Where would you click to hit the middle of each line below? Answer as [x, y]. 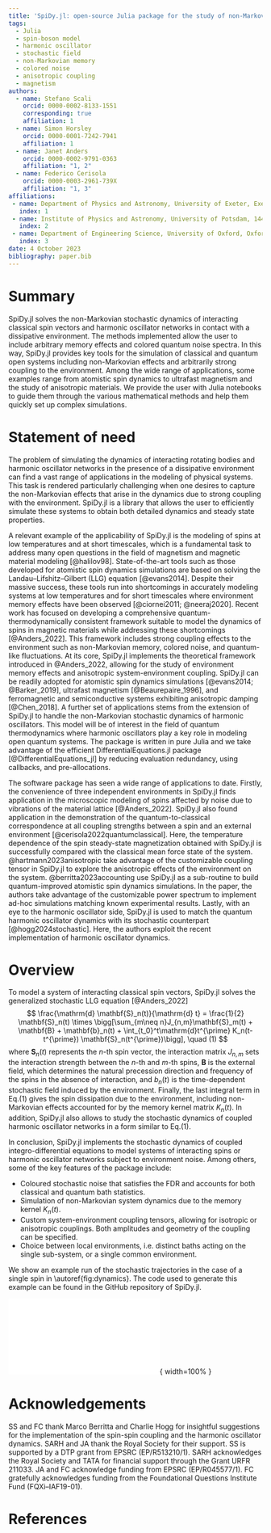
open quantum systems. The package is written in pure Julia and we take [130, 741]
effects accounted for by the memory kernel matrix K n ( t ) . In [144, 1108]
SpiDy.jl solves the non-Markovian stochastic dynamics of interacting [123, 318]
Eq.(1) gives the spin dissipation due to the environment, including [118, 1099]
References [48, 1519]
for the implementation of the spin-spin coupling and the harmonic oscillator [135, 1434]
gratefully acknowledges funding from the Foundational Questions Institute [133, 1478]
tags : [17, 23]
